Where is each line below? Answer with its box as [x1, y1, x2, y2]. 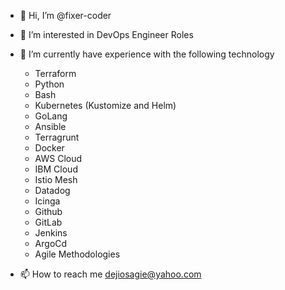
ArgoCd [34, 238, 68, 249]
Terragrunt [34, 131, 80, 143]
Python [34, 78, 65, 90]
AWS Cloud [34, 153, 83, 164]
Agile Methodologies [34, 248, 121, 260]
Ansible [34, 121, 67, 132]
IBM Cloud [34, 163, 78, 175]
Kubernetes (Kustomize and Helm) [34, 100, 177, 111]
